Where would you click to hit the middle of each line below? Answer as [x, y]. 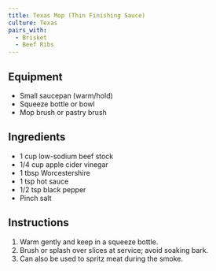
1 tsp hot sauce [44, 181]
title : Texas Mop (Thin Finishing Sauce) [77, 15]
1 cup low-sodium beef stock [66, 156]
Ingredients [37, 137]
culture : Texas [33, 23]
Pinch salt [36, 198]
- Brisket [31, 37]
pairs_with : [27, 30]
